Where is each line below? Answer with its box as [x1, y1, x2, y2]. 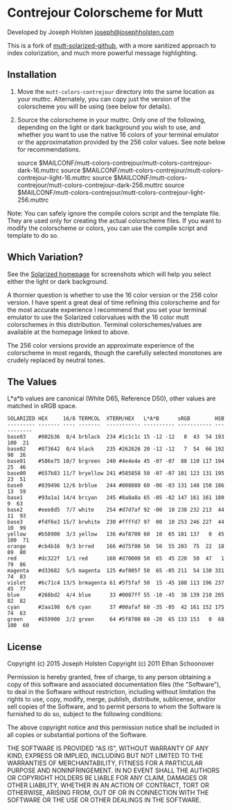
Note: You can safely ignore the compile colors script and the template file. [7, 209, 221, 217]
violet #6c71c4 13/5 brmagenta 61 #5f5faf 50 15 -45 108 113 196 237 [7, 579, 225, 587]
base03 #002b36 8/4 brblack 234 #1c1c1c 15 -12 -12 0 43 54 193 [7, 433, 225, 441]
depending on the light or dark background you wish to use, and [17, 123, 201, 131]
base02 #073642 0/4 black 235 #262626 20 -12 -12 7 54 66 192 [7, 446, 225, 453]
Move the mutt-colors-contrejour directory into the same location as [17, 87, 215, 95]
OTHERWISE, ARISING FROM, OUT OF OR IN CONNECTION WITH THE [7, 788, 209, 797]
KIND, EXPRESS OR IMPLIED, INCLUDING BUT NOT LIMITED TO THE [7, 752, 204, 760]
